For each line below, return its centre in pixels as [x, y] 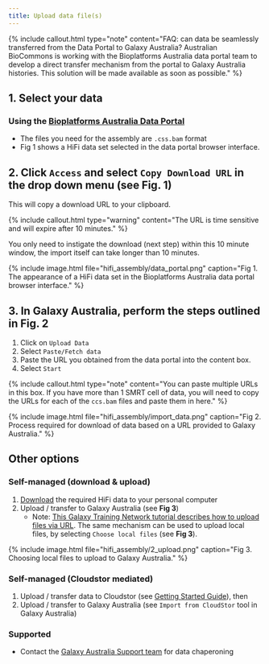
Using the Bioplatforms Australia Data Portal [97, 121]
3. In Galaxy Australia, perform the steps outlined [134, 311]
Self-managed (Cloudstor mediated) [81, 579]
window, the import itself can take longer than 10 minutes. [104, 253]
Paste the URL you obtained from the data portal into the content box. [135, 360]
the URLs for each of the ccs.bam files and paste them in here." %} [118, 401]
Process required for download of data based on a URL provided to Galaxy [132, 425]
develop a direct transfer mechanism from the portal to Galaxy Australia [127, 64]
